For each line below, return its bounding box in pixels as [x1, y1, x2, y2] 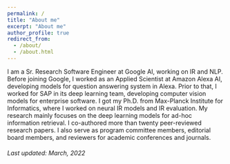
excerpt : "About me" [7, 23, 67, 30]
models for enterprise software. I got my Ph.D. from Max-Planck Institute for [7, 96, 223, 105]
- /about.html [13, 49, 54, 56]
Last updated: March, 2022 [7, 149, 86, 157]
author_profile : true [7, 29, 70, 37]
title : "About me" [7, 17, 60, 23]
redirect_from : [7, 36, 51, 43]
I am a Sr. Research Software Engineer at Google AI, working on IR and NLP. [7, 67, 223, 76]
